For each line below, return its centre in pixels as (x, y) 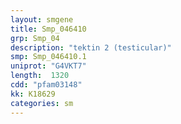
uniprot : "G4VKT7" (48, 66)
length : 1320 (40, 76)
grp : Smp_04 (35, 38)
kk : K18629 (33, 94)
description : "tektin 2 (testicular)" (91, 47)
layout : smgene (42, 19)
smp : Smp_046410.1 (48, 57)
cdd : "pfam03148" (46, 85)
